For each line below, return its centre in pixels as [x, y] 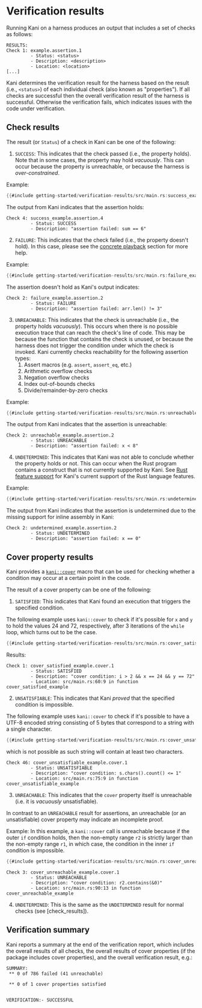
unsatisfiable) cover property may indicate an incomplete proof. [85, 819]
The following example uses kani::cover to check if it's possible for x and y [100, 620]
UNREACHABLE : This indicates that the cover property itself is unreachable [103, 795]
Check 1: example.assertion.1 [44, 50]
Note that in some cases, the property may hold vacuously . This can [99, 160]
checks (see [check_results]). [52, 911]
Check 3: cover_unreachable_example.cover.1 [63, 872]
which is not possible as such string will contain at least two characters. [95, 751]
